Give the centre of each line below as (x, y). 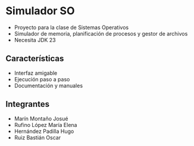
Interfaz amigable (36, 73)
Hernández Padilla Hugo (44, 131)
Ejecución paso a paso (42, 79)
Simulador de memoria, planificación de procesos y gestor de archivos (101, 33)
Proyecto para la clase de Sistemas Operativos (71, 27)
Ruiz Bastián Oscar (37, 137)
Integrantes (28, 104)
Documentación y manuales (48, 85)
